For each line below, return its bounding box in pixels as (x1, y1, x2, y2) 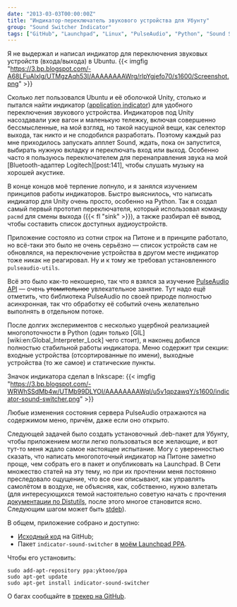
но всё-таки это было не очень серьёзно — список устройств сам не (7, 241, 217, 250)
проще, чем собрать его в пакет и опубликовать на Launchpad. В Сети (7, 460, 221, 468)
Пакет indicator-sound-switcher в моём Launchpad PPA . (17, 540, 187, 548)
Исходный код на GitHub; (17, 532, 94, 541)
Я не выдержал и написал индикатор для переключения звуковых (7, 50, 208, 58)
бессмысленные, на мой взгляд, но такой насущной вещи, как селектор (7, 123, 226, 132)
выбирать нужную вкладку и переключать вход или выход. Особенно (7, 146, 219, 154)
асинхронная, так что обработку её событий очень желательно (7, 300, 200, 308)
